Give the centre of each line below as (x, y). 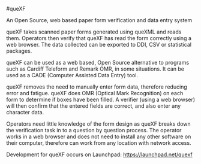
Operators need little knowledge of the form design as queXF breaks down (98, 124)
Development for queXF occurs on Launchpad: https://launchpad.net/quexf (100, 154)
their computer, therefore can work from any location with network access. (99, 143)
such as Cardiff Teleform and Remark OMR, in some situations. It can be (95, 69)
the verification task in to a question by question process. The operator (94, 130)
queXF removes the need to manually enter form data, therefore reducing (97, 87)
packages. (19, 51)
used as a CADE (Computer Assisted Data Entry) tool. (72, 75)
